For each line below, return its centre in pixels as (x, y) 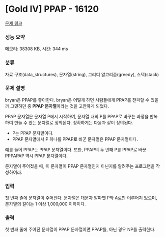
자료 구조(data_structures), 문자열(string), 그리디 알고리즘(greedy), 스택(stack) (82, 74)
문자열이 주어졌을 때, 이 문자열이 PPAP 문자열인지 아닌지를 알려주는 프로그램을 (80, 166)
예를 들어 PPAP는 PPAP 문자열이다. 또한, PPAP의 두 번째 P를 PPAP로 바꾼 (76, 149)
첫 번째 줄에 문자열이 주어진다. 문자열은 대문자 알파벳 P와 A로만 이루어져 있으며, (81, 198)
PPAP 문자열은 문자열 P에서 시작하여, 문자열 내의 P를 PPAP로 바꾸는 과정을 (77, 116)
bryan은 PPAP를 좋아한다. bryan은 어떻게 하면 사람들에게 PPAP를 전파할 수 (77, 100)
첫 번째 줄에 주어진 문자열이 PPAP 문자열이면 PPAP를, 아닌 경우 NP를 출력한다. (80, 230)
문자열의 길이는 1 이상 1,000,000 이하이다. (45, 204)
